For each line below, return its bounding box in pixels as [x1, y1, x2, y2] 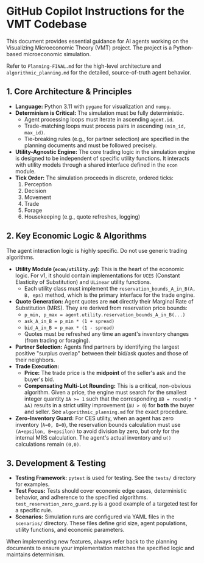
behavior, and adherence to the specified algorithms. [15, 493, 148, 501]
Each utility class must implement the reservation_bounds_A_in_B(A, [24, 285, 196, 292]
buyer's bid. [24, 376, 55, 383]
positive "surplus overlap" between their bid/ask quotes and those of [15, 349, 189, 357]
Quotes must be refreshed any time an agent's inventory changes [24, 330, 189, 337]
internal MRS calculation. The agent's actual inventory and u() [15, 434, 172, 441]
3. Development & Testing [6, 458, 107, 468]
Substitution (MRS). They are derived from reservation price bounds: [15, 304, 188, 311]
